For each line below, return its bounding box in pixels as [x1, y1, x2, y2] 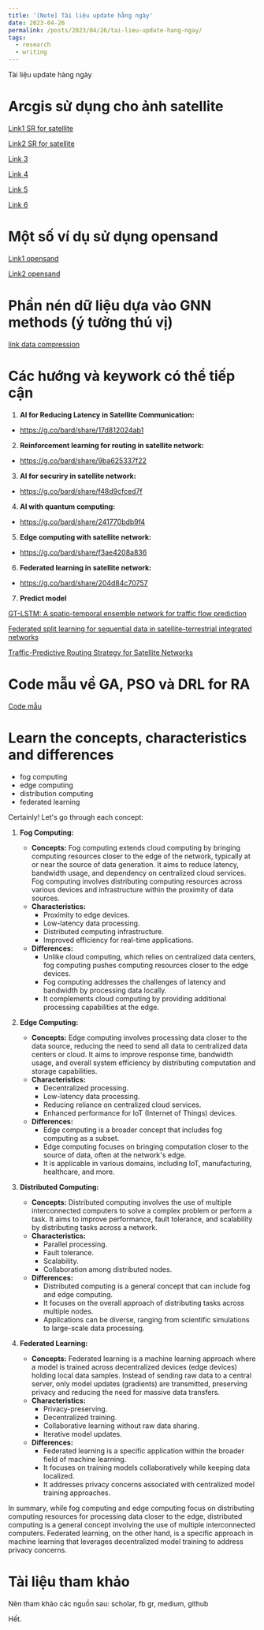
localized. [43, 1471, 75, 1480]
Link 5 [8, 185, 28, 194]
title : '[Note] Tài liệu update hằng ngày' [8, 11, 154, 20]
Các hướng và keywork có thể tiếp [8, 368, 236, 385]
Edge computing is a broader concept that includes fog [43, 1125, 223, 1135]
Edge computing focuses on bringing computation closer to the [43, 1142, 249, 1151]
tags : [8, 33, 26, 42]
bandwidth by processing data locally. [43, 985, 167, 995]
